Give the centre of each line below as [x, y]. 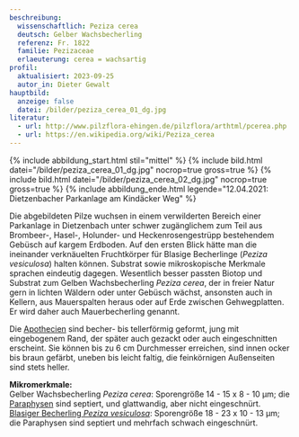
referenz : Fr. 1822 [54, 43]
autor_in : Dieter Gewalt [64, 85]
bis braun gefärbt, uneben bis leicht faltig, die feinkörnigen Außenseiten [142, 357]
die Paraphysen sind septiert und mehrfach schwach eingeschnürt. [134, 423]
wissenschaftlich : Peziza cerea [78, 26]
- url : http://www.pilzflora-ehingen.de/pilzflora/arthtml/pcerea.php [152, 127]
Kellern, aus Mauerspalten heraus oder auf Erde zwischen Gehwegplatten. [147, 301]
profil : [24, 68]
